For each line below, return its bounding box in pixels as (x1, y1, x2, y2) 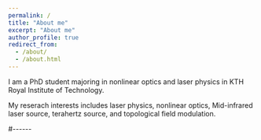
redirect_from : (8, 41, 58, 49)
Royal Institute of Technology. (8, 85, 105, 94)
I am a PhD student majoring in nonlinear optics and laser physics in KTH (8, 76, 244, 87)
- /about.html (15, 56, 61, 64)
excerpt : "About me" (8, 26, 76, 34)
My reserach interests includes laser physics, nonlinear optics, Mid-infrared (8, 100, 253, 110)
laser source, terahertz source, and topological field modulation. (8, 109, 216, 118)
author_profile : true (8, 33, 79, 42)
